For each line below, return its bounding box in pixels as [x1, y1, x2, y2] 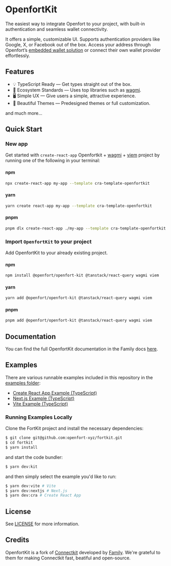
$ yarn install [5, 445, 38, 450]
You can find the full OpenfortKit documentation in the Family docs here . [5, 346, 158, 352]
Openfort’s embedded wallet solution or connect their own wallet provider [5, 47, 161, 53]
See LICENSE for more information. [5, 521, 79, 527]
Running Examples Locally [5, 413, 73, 420]
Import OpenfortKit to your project [5, 238, 92, 245]
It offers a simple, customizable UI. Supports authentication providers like [5, 36, 160, 42]
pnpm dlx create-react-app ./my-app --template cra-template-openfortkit [5, 225, 166, 231]
